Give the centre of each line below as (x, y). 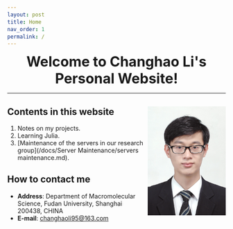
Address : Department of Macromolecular (76, 196)
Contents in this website (61, 112)
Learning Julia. (38, 136)
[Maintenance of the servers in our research (80, 143)
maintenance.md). (43, 158)
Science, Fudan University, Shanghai (70, 203)
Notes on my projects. (49, 129)
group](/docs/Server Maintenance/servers (78, 150)
